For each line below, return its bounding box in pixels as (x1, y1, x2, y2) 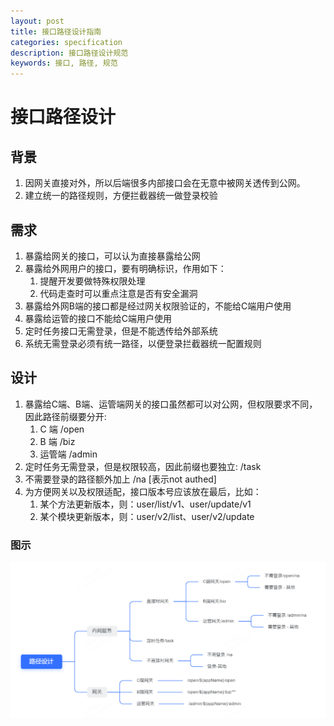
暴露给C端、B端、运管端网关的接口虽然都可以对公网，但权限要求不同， (24, 398, 318, 410)
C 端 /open (39, 423, 85, 435)
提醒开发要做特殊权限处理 (39, 275, 146, 287)
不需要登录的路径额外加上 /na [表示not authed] (24, 473, 217, 485)
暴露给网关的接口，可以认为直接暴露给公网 (24, 250, 201, 262)
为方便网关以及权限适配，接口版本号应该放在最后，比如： (24, 485, 262, 497)
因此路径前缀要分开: (24, 410, 107, 422)
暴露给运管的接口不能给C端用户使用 (24, 312, 173, 324)
